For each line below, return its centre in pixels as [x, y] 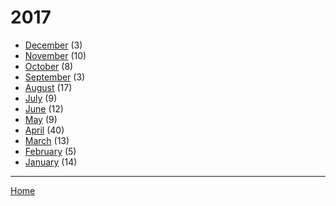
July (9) [41, 98]
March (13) [47, 140]
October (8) [49, 66]
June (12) [44, 108]
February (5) [50, 151]
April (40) [44, 130]
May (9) [41, 119]
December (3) [53, 45]
